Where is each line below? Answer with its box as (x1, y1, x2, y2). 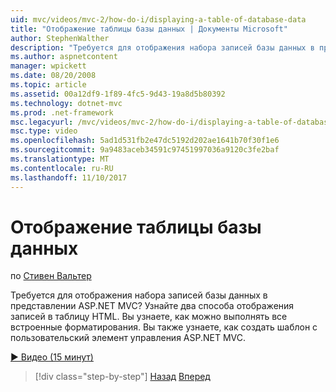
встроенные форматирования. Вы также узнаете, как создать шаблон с (10, 321, 318, 333)
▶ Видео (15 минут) (10, 351, 94, 363)
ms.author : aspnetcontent (10, 52, 118, 62)
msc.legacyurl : (10, 117, 74, 127)
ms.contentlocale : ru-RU (10, 163, 114, 173)
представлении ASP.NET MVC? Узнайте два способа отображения (10, 300, 295, 312)
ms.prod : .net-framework (10, 107, 114, 118)
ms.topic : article (10, 80, 87, 90)
